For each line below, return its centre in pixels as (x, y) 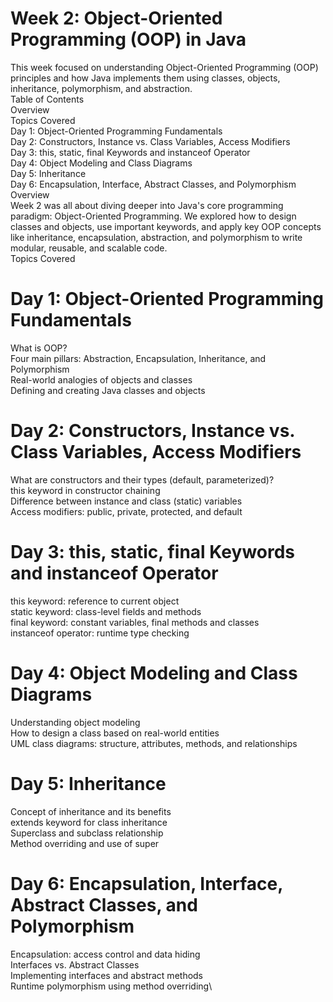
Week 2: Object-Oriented (116, 18)
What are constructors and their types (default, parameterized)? (142, 479)
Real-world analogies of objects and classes (101, 379)
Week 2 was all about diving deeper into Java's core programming (147, 205)
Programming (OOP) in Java (128, 39)
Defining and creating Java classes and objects (108, 390)
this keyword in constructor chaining (85, 490)
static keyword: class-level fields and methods (106, 611)
